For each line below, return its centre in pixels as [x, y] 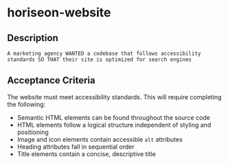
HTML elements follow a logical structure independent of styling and [114, 125]
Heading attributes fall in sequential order [76, 147]
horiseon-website [59, 13]
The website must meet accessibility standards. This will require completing [114, 97]
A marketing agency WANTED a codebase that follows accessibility [104, 53]
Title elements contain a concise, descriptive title [86, 154]
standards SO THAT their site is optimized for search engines [100, 60]
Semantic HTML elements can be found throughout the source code [114, 117]
